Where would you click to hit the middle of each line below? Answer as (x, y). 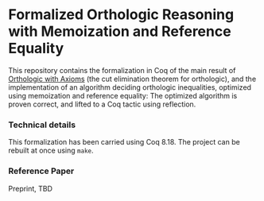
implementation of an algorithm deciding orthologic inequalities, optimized (130, 87)
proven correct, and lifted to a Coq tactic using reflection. (102, 104)
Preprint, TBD (31, 188)
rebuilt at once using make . (51, 151)
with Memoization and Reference (120, 31)
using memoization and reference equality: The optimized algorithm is (123, 95)
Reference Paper (41, 171)
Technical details (42, 125)
